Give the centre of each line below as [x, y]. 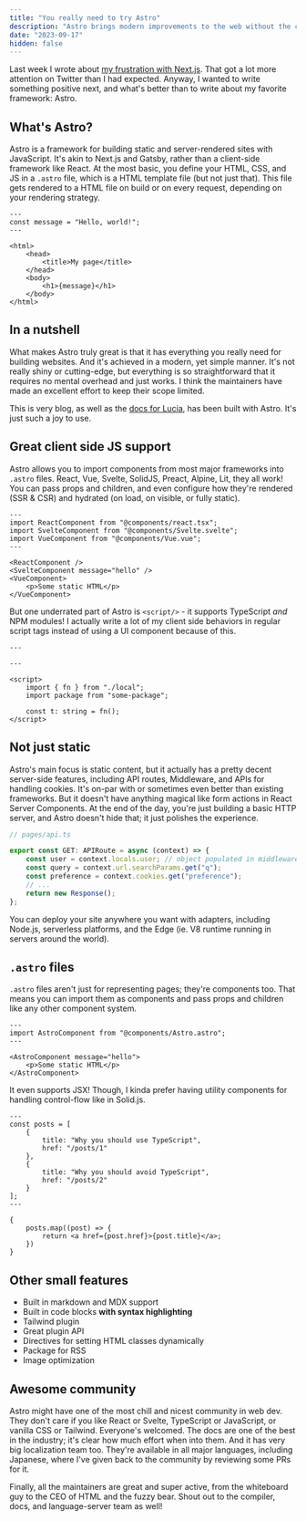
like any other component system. [73, 1008]
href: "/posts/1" [75, 1149]
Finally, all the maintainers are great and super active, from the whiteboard [149, 1486]
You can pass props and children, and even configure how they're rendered [151, 488]
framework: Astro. [43, 99]
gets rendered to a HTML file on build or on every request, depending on [146, 188]
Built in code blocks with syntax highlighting [107, 1312]
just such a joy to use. [51, 418]
